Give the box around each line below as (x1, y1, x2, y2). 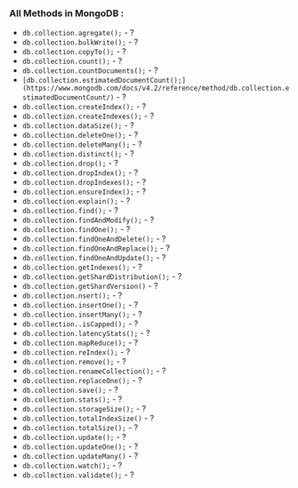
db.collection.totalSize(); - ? (21, 422, 139, 433)
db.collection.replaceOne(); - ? (21, 375, 142, 386)
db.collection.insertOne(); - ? (21, 300, 139, 310)
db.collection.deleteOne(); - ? (21, 130, 139, 140)
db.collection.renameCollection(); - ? (21, 365, 166, 376)
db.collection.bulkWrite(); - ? (21, 36, 139, 47)
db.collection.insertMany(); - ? (21, 309, 142, 320)
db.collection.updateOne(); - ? (21, 441, 139, 452)
